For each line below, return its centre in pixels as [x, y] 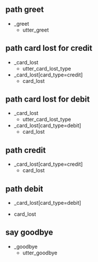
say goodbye [29, 233]
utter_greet [36, 30]
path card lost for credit [49, 48]
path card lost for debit [48, 99]
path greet [25, 10]
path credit [26, 150]
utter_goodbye [40, 253]
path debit [24, 189]
